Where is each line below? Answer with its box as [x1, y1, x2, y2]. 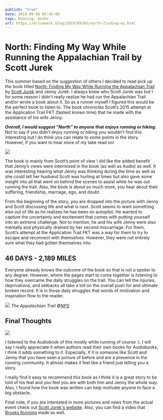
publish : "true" [5, 7, 38, 12]
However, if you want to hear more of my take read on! [5, 140, 114, 146]
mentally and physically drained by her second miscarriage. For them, [5, 224, 145, 230]
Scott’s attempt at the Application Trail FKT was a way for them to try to [5, 230, 148, 236]
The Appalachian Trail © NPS [11, 303, 70, 309]
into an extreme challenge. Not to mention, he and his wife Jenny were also [5, 219, 156, 225]
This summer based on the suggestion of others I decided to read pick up [5, 78, 153, 84]
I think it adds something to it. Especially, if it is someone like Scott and [5, 349, 147, 355]
